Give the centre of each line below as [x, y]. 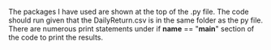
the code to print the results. [56, 37]
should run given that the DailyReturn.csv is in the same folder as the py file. [136, 20]
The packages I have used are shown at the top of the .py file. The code [129, 12]
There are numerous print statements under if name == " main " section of [131, 29]
